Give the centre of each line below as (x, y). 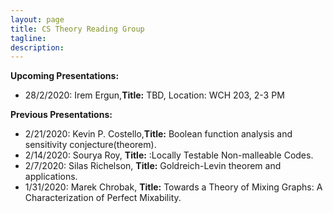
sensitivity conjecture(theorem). (90, 145)
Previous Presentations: (61, 115)
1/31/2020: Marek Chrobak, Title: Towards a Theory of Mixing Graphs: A (173, 187)
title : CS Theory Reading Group (77, 29)
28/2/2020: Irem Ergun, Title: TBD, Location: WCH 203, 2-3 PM (154, 95)
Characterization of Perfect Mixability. (103, 198)
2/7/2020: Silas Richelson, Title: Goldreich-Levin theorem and (153, 166)
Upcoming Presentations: (65, 76)
